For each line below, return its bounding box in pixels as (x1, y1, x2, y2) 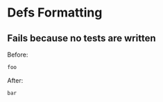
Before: (7, 50, 28, 59)
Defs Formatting (7, 5, 103, 21)
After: (7, 76, 24, 84)
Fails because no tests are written (7, 32, 156, 44)
